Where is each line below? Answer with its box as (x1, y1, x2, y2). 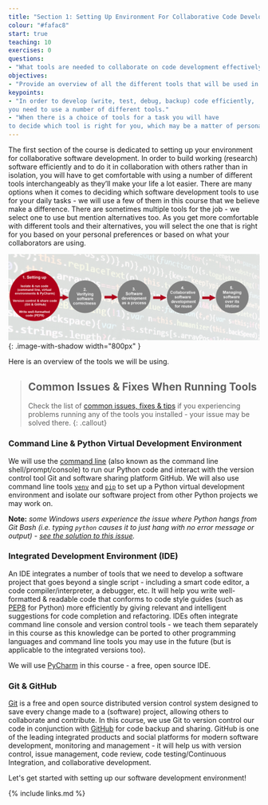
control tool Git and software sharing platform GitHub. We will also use (8, 473, 239, 482)
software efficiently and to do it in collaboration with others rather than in (8, 162, 248, 171)
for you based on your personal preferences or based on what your (8, 230, 230, 239)
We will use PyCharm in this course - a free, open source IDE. (8, 660, 211, 670)
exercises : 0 (8, 46, 52, 55)
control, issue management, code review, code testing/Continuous (8, 749, 227, 759)
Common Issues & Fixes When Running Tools (27, 379, 258, 394)
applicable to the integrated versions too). (8, 645, 146, 654)
